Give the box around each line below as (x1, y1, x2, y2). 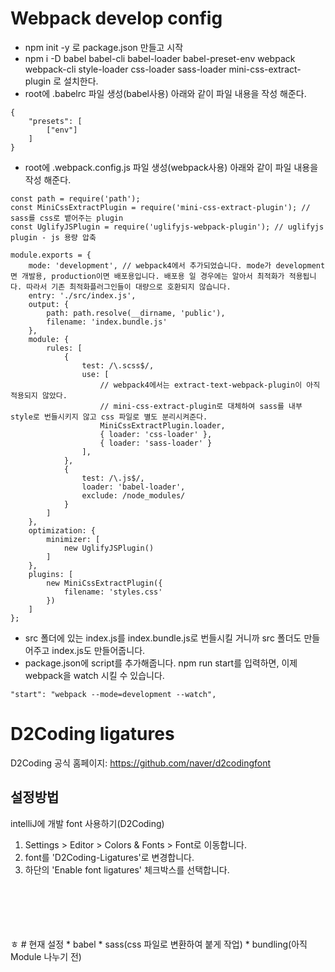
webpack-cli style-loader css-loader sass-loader (24, 63, 227, 75)
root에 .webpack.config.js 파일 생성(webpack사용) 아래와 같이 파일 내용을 (24, 161, 319, 173)
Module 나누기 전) (10, 950, 82, 962)
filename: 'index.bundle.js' (46, 317, 168, 327)
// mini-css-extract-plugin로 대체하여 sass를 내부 (99, 401, 303, 411)
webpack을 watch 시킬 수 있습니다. (24, 669, 165, 681)
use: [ (81, 369, 110, 379)
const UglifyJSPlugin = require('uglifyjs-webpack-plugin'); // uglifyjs (10, 222, 325, 232)
